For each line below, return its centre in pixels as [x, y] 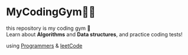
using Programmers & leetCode [44, 46]
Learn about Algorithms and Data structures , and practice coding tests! [95, 34]
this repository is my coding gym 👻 [48, 28]
